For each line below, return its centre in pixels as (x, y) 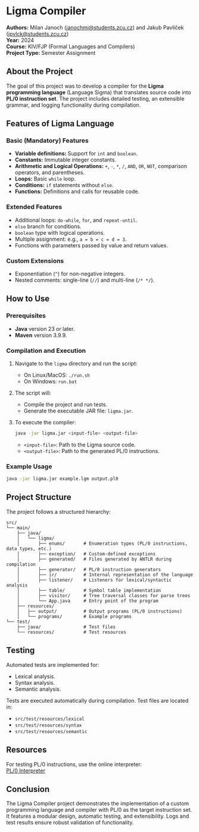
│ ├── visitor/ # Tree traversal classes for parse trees (104, 595)
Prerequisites (26, 316)
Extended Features (34, 207)
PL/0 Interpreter (26, 771)
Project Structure (39, 497)
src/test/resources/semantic (51, 731)
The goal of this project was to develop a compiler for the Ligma (85, 86)
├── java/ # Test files (66, 627)
